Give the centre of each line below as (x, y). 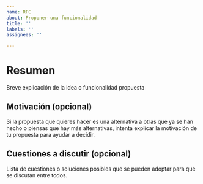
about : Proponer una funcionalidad (52, 18)
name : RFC (19, 12)
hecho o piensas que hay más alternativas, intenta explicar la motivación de (102, 128)
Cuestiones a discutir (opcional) (69, 154)
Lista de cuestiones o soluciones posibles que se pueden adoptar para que (101, 169)
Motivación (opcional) (49, 107)
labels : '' (20, 29)
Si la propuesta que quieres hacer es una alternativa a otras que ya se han (100, 121)
